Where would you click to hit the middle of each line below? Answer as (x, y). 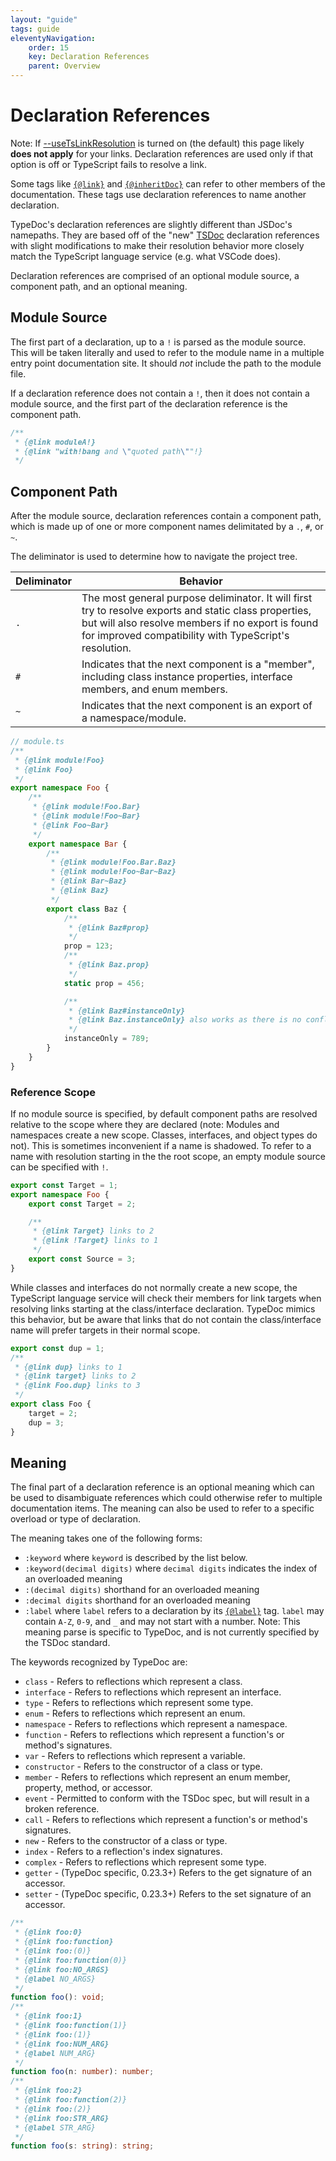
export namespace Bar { (78, 844)
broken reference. (62, 1809)
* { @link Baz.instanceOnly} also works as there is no (185, 1020)
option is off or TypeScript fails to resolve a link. (109, 164)
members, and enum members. (154, 689)
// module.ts (37, 742)
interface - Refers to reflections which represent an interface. (153, 1692)
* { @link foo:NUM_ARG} (62, 2044)
